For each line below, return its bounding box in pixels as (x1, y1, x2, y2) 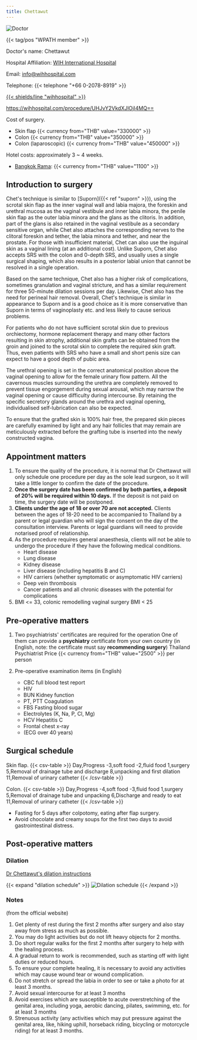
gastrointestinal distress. (14, 822, 74, 829)
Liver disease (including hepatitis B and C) (23, 567, 126, 574)
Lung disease (23, 555, 56, 562)
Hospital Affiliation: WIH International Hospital (6, 59, 117, 66)
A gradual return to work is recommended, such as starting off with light (14, 952, 189, 959)
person (14, 656, 32, 664)
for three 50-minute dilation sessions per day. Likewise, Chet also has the (6, 288, 184, 295)
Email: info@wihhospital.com (6, 70, 76, 77)
